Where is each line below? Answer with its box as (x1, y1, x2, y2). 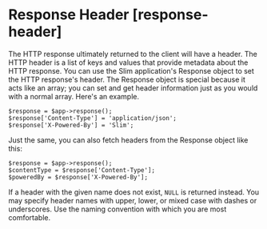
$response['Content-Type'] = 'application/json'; (8, 114, 177, 122)
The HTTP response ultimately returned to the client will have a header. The (8, 49, 257, 58)
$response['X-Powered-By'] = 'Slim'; (8, 121, 134, 129)
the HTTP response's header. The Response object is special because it (8, 74, 245, 84)
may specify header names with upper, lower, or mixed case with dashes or (8, 195, 257, 205)
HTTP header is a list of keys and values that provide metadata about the (8, 58, 249, 67)
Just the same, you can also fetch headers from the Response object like (8, 135, 249, 145)
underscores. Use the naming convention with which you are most (8, 204, 227, 214)
